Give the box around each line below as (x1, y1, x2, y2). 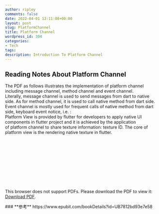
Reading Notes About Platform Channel (5, 70, 127, 78)
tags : (5, 48, 16, 52)
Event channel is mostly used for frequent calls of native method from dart (5, 104, 154, 110)
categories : (5, 39, 29, 44)
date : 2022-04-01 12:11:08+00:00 (5, 16, 73, 21)
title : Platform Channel (5, 30, 55, 34)
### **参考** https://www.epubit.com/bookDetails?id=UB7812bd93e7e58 (5, 204, 153, 210)
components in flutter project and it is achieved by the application (5, 119, 136, 125)
